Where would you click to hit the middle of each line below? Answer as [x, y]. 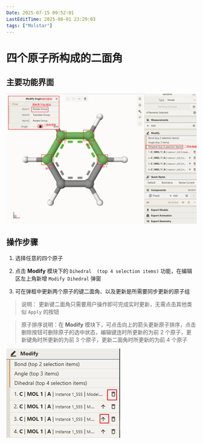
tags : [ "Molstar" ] [29, 25]
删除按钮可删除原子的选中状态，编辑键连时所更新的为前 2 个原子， [104, 332]
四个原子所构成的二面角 [65, 58]
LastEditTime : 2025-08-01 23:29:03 [51, 19]
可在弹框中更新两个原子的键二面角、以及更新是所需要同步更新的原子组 [102, 291]
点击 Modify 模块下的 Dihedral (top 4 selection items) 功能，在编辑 [104, 271]
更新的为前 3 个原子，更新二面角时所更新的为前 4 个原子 [118, 339]
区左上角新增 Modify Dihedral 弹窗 [58, 278]
